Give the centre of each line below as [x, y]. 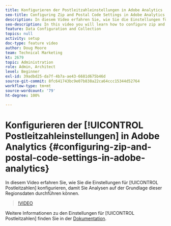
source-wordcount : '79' [31, 91]
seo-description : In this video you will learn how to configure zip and [85, 24]
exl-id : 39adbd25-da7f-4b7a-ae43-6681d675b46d [55, 77]
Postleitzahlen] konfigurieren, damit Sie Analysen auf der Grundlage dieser [84, 188]
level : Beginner [22, 72]
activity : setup [22, 39]
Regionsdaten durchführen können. [42, 193]
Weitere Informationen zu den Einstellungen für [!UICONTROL [70, 213]
